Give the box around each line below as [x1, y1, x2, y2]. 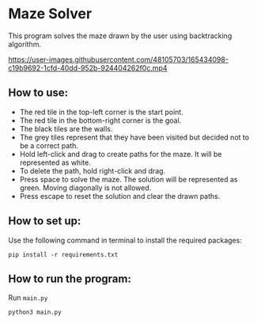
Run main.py [8, 293, 48, 303]
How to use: [8, 86, 69, 100]
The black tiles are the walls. [19, 124, 113, 133]
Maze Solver [8, 5, 93, 23]
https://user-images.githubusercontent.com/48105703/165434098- [8, 55, 229, 64]
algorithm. [8, 39, 42, 48]
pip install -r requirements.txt [8, 250, 119, 258]
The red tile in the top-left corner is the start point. [19, 107, 183, 116]
